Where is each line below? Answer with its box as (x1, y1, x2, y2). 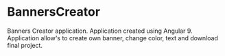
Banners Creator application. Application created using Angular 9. (7, 27, 193, 35)
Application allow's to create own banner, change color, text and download (7, 33, 218, 42)
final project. (7, 41, 43, 49)
